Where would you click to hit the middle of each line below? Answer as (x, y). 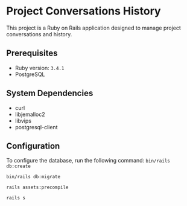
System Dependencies (50, 93)
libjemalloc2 (30, 114)
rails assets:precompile (37, 188)
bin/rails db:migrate (33, 177)
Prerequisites (32, 53)
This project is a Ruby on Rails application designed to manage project (93, 28)
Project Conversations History (84, 11)
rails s (16, 198)
